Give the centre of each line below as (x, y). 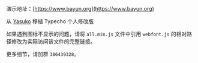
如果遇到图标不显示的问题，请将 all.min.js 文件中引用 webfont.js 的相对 (97, 34)
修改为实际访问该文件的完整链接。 (53, 41)
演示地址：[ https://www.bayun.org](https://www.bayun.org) (80, 9)
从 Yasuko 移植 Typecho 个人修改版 (50, 21)
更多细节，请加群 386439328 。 (43, 54)
